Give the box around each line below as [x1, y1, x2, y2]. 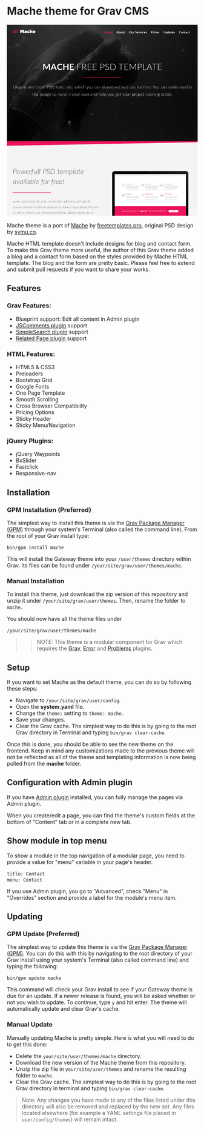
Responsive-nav [15, 470, 57, 477]
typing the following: [7, 963, 58, 970]
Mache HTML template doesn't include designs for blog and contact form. [7, 240, 192, 247]
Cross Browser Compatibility [15, 402, 87, 409]
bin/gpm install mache [7, 544, 64, 551]
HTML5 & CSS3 [15, 363, 55, 370]
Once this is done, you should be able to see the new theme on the [7, 741, 174, 748]
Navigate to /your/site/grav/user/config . [15, 697, 121, 704]
